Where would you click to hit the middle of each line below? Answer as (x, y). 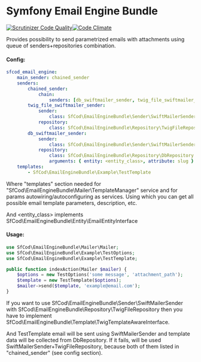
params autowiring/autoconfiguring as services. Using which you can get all (100, 197)
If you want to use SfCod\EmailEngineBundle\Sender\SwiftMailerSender (95, 303)
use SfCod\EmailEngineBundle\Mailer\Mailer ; (63, 247)
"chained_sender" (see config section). (54, 352)
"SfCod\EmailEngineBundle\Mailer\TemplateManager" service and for (92, 190)
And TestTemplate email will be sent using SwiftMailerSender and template (98, 333)
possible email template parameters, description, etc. (72, 203)
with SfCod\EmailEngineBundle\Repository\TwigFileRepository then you (95, 309)
